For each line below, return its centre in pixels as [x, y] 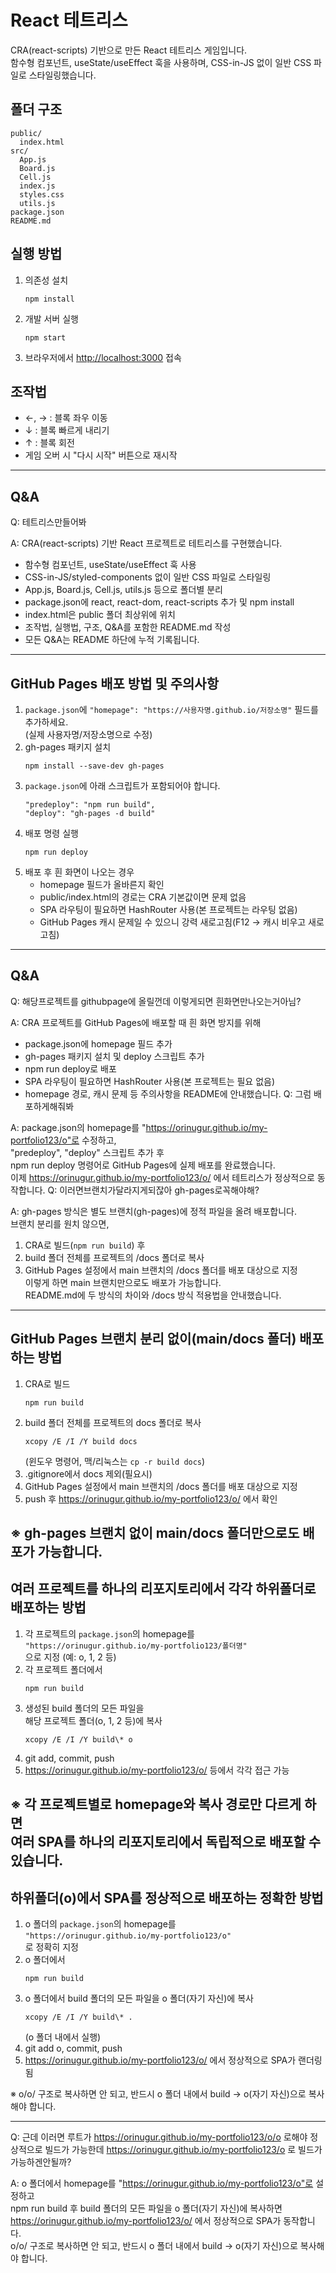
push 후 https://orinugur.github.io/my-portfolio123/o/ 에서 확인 [151, 1498]
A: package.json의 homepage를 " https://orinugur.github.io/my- [139, 1127]
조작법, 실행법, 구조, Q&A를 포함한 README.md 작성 [128, 627]
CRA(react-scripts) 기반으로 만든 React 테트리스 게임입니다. [129, 50]
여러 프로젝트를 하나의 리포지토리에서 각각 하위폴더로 [163, 1589]
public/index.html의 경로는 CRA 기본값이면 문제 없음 [143, 897]
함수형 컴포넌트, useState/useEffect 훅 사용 [110, 565]
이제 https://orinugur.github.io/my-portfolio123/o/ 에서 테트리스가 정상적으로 [162, 1177]
